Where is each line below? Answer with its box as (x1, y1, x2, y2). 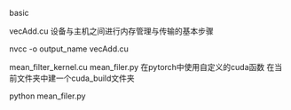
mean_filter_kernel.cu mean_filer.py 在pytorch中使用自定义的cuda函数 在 (9, 62, 275, 72)
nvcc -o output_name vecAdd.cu (9, 43, 129, 54)
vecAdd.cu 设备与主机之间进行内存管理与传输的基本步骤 (9, 26, 215, 36)
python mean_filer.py (9, 90, 86, 101)
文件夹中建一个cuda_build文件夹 (16, 73, 135, 83)
